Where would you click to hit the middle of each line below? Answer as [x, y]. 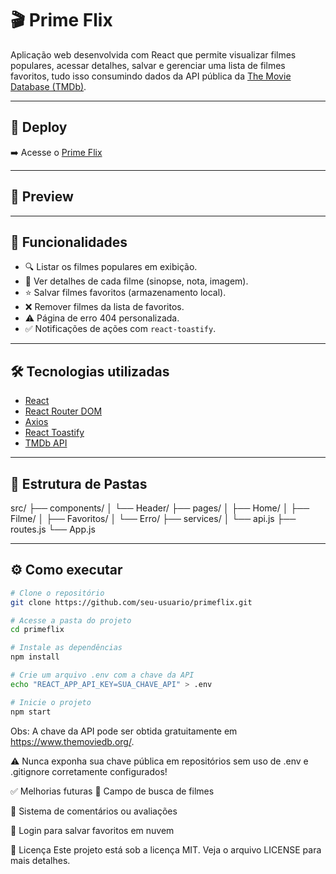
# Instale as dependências [66, 648]
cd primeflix [37, 630]
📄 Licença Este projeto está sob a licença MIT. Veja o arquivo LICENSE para [166, 849]
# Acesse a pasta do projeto [71, 620]
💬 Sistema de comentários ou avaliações [94, 811]
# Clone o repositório [57, 593]
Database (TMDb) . [48, 86]
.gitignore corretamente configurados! [89, 771]
